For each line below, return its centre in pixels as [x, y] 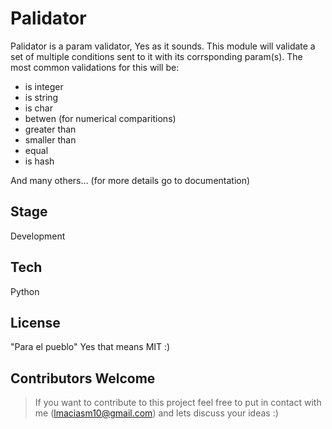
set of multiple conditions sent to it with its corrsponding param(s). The [156, 56]
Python [25, 291]
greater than [50, 129]
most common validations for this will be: [95, 67]
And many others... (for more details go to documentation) [130, 180]
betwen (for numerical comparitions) [100, 118]
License [35, 322]
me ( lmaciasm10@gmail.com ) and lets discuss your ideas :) [156, 413]
